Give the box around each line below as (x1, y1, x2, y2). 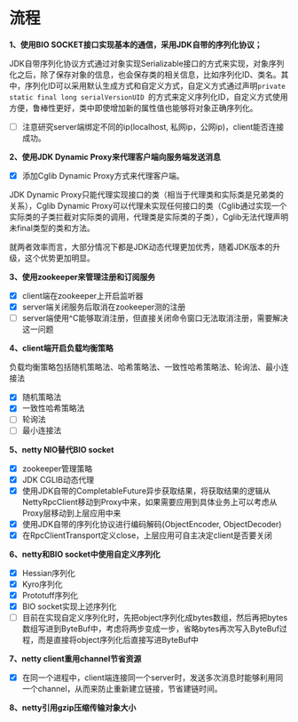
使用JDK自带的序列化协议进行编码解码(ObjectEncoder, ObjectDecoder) (21, 518, 282, 529)
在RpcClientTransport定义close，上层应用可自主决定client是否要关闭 (21, 530, 273, 541)
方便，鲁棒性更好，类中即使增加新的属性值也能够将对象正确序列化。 (9, 102, 258, 113)
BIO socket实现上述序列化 (21, 601, 117, 612)
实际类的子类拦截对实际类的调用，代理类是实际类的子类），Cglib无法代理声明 (9, 212, 289, 222)
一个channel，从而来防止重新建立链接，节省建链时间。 (21, 684, 223, 694)
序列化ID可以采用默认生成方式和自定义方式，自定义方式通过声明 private (24, 80, 286, 91)
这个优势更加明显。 (24, 253, 95, 263)
